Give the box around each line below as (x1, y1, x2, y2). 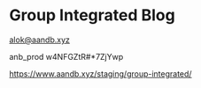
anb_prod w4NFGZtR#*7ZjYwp (9, 51, 124, 62)
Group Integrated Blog (9, 5, 175, 26)
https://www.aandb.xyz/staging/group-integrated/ (9, 68, 192, 79)
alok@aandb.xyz (9, 34, 71, 45)
